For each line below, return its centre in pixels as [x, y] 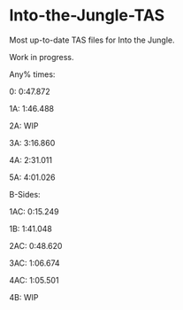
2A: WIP [24, 126]
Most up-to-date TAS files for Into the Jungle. [92, 40]
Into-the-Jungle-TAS [87, 15]
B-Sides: [25, 194]
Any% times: [32, 74]
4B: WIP [24, 297]
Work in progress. [42, 57]
